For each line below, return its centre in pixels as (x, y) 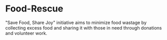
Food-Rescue (34, 9)
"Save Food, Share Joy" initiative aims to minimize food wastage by (76, 22)
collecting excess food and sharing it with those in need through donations (83, 27)
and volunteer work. (26, 33)
